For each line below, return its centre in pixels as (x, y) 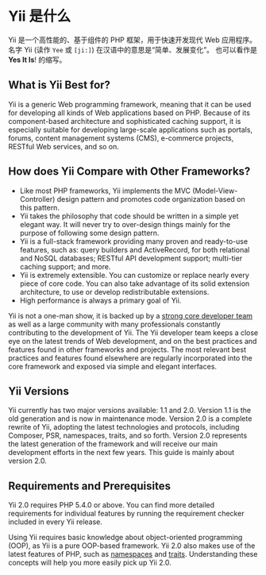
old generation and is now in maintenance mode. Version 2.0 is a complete (130, 419)
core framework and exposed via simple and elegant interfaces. (112, 366)
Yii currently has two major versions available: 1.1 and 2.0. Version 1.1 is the (130, 411)
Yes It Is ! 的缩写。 (37, 60)
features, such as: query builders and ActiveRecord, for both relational (135, 249)
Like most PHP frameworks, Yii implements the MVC (105, 191)
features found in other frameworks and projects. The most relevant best (127, 349)
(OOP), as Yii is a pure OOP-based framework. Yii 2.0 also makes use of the (132, 546)
